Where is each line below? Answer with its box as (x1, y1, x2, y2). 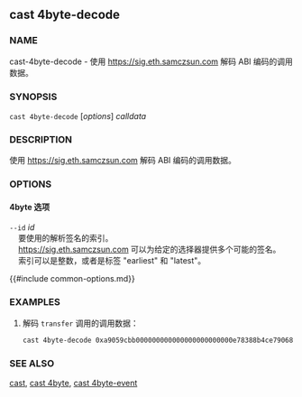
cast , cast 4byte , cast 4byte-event (9, 377, 138, 388)
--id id (9, 222, 35, 233)
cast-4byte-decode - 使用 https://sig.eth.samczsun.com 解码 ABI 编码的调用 (9, 56, 293, 67)
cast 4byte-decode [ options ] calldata (9, 110, 147, 121)
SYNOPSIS (9, 90, 58, 103)
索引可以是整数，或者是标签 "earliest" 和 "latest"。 (17, 255, 206, 266)
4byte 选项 (9, 201, 50, 212)
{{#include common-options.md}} (9, 273, 135, 284)
